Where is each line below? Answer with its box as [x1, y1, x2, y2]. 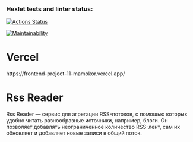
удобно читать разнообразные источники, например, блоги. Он [6, 117, 168, 124]
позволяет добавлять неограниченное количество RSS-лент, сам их [6, 124, 181, 131]
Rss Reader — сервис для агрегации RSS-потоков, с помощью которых [6, 111, 188, 118]
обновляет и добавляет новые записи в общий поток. [6, 130, 143, 137]
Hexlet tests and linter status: [6, 5, 93, 13]
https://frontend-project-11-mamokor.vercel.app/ [6, 70, 125, 77]
